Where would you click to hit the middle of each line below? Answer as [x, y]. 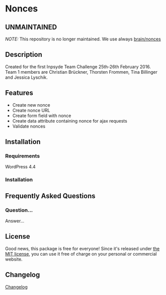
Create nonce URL [31, 110]
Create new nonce [31, 105]
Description [24, 55]
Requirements [23, 156]
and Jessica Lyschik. [27, 77]
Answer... [15, 221]
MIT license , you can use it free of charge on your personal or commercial [81, 254]
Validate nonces [29, 126]
